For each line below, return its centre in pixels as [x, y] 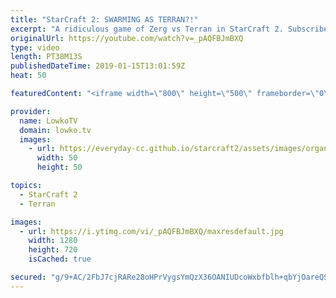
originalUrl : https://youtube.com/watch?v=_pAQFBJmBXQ [127, 38]
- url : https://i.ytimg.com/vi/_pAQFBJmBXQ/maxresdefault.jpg [151, 231]
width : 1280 [53, 241]
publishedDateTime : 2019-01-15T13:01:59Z [98, 66]
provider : [31, 111]
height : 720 [53, 250]
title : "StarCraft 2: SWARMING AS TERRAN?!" [104, 19]
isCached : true [60, 259]
